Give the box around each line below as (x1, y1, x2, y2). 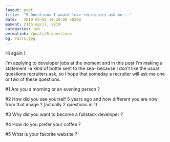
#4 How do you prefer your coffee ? (5, 121, 81, 127)
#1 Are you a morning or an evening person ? (5, 86, 100, 92)
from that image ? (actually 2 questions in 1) (5, 101, 97, 107)
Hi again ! (5, 50, 26, 56)
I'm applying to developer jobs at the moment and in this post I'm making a (5, 60, 163, 66)
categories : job (5, 27, 40, 32)
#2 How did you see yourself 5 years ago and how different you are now (5, 96, 158, 102)
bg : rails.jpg (5, 36, 36, 41)
